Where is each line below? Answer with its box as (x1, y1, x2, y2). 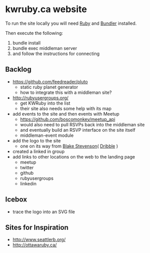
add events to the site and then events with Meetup (12, 111, 120, 117)
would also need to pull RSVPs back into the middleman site (20, 121, 145, 127)
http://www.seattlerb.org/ (12, 236, 66, 243)
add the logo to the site (12, 137, 61, 143)
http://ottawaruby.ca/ (12, 242, 57, 248)
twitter (20, 164, 34, 170)
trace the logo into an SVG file (12, 209, 75, 215)
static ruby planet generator (20, 84, 78, 90)
